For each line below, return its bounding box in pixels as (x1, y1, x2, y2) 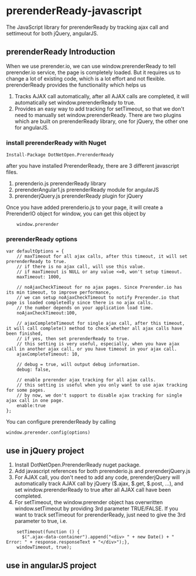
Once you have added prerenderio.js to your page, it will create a (6, 204, 163, 211)
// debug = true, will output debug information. (16, 362, 141, 368)
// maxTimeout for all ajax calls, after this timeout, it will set (16, 254, 188, 259)
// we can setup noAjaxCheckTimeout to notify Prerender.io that (16, 295, 180, 301)
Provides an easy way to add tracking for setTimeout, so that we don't (14, 105, 185, 112)
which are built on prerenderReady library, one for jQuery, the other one (14, 118, 188, 125)
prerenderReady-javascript (6, 4, 142, 18)
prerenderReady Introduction (6, 47, 116, 57)
